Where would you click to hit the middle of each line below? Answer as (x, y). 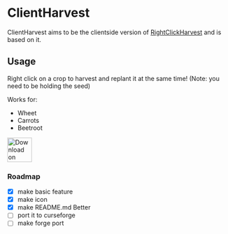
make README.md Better (54, 207)
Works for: (22, 99)
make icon (32, 200)
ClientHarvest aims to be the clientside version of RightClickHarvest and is (114, 32)
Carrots (28, 120)
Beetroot (30, 128)
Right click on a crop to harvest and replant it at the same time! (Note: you (114, 78)
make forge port (41, 223)
